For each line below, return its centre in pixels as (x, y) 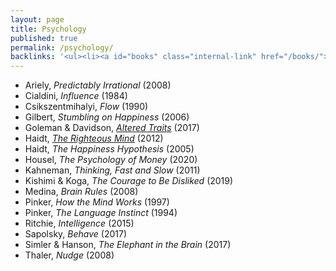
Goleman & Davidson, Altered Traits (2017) (112, 128)
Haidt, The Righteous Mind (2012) (94, 138)
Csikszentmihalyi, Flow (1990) (86, 107)
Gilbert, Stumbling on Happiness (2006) (107, 117)
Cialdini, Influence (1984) (76, 96)
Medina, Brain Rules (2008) (81, 192)
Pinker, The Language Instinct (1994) (101, 213)
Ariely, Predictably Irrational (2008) (98, 85)
